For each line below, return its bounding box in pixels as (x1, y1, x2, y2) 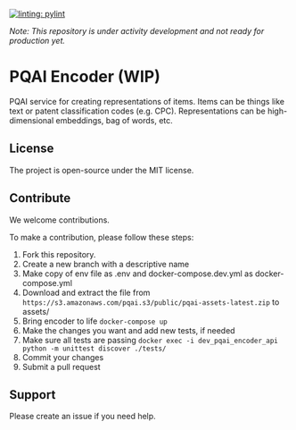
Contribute (9, 190, 71, 206)
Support (9, 387, 56, 402)
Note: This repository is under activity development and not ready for (9, 26, 265, 36)
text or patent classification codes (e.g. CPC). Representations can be (9, 105, 266, 116)
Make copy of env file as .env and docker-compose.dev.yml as (21, 268, 254, 279)
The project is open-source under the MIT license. (9, 164, 194, 175)
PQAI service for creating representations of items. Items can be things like (9, 96, 285, 106)
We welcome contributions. (9, 215, 110, 225)
